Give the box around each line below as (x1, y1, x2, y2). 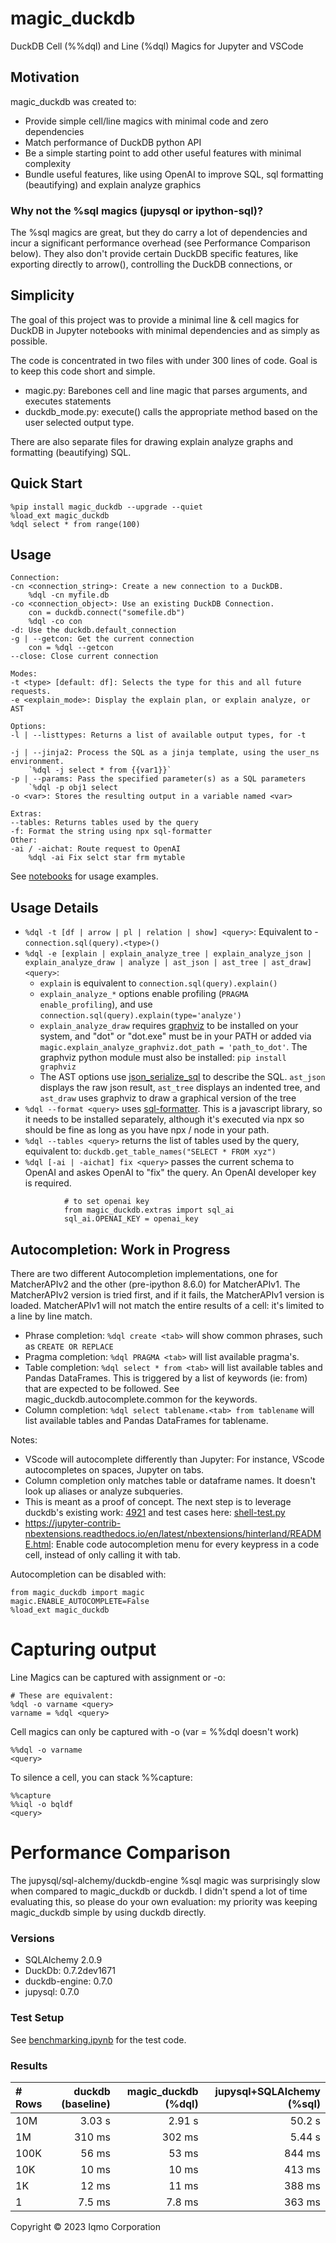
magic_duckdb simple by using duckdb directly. (10, 1906, 207, 1918)
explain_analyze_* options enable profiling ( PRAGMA (39, 988, 249, 1000)
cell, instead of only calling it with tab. (24, 1549, 181, 1561)
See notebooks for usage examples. (10, 870, 159, 882)
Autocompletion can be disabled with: (10, 1568, 167, 1581)
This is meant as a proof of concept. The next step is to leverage (24, 1496, 292, 1508)
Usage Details (10, 899, 99, 916)
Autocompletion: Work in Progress (10, 1241, 231, 1258)
